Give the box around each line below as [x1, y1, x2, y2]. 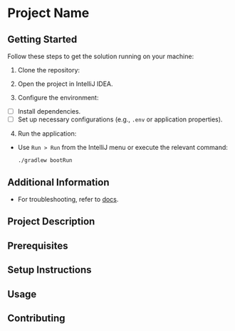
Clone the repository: [17, 66, 80, 74]
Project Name [7, 5, 90, 21]
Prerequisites [7, 239, 68, 251]
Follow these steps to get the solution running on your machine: [7, 52, 194, 60]
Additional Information [7, 176, 110, 188]
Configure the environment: [17, 94, 99, 102]
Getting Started [7, 33, 78, 45]
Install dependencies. [17, 107, 81, 115]
